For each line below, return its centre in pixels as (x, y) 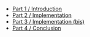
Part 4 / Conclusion (36, 28)
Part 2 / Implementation (42, 15)
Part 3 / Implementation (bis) (48, 22)
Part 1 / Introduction (37, 9)
